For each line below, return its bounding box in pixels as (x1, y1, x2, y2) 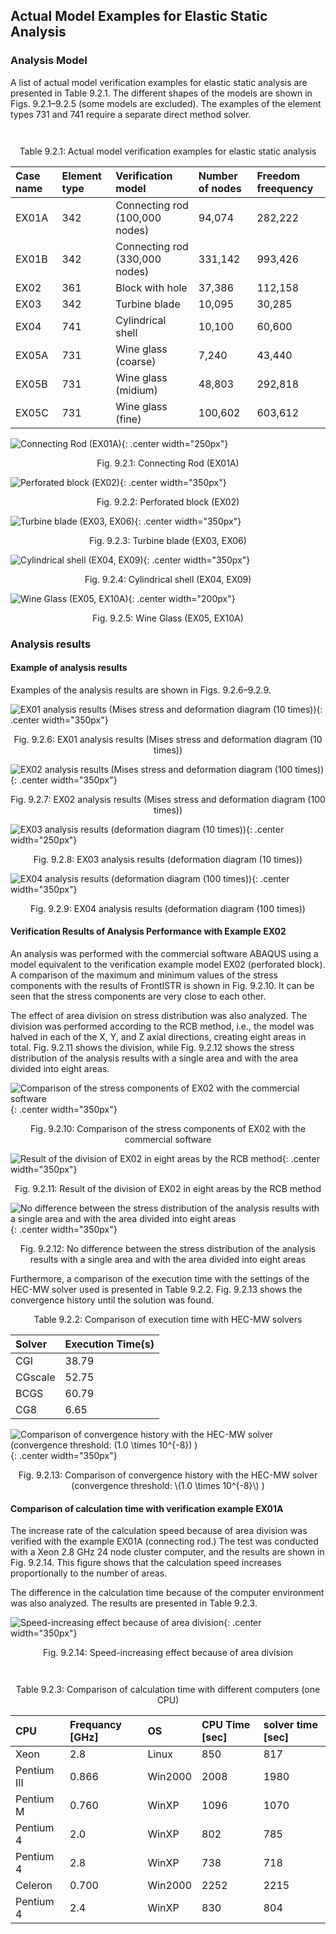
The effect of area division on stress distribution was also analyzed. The (10, 1010, 308, 1022)
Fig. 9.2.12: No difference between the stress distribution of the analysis (19, 1243, 317, 1255)
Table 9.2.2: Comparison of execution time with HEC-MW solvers (33, 1314, 303, 1326)
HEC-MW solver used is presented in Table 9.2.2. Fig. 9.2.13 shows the (10, 1284, 303, 1296)
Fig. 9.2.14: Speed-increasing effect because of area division (43, 1647, 293, 1659)
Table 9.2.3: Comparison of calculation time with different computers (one (15, 1684, 321, 1696)
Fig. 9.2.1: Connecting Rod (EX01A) (96, 457, 240, 469)
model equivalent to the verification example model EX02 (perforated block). (10, 959, 326, 971)
